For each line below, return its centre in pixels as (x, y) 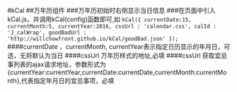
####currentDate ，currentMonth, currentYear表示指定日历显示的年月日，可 (119, 47)
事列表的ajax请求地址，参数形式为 (57, 64)
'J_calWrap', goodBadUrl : (47, 33)
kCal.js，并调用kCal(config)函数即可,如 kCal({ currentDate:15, (100, 19)
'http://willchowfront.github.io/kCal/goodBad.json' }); (93, 39)
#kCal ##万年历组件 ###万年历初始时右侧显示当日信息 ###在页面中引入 (111, 10)
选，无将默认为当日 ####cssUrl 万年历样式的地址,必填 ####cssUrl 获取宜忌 (117, 56)
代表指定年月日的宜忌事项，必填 (68, 81)
